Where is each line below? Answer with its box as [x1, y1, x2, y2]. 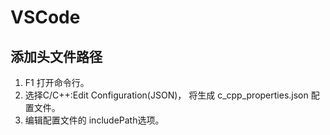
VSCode [10, 6, 81, 29]
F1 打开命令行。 [24, 77, 90, 88]
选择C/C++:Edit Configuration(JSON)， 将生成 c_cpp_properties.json [24, 89, 309, 101]
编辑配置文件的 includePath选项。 [24, 114, 165, 126]
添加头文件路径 [10, 48, 103, 65]
